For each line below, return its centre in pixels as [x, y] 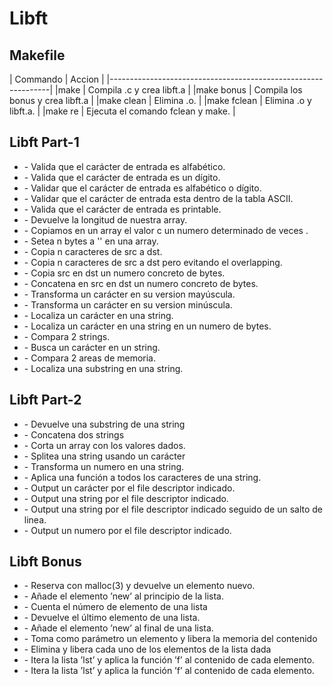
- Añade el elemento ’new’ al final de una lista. [118, 628]
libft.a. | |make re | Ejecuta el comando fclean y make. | [122, 111]
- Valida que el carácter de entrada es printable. [122, 209]
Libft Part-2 [45, 400]
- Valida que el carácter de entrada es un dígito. [122, 177]
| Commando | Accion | [57, 79]
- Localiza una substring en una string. [103, 368]
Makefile [37, 55]
